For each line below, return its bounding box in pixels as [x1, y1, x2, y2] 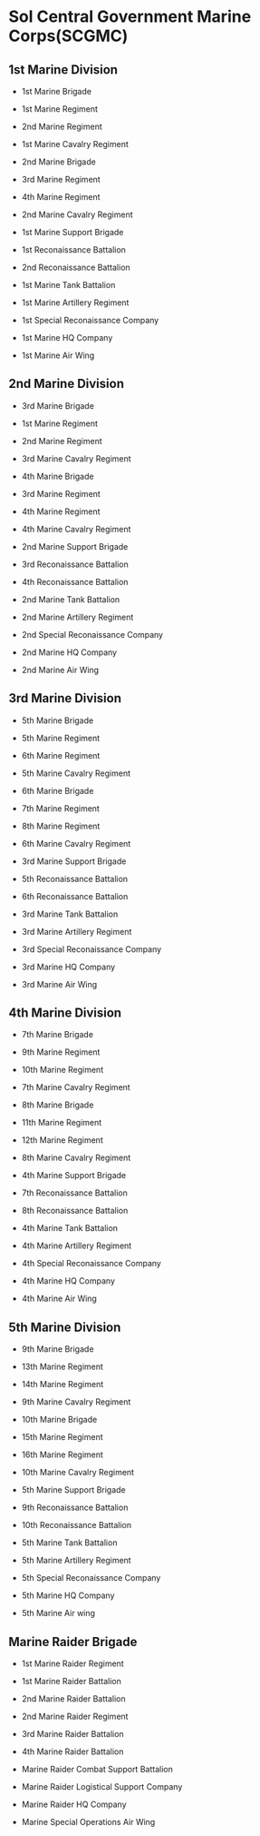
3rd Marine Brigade [21, 400, 94, 411]
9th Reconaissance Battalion [21, 1502, 129, 1513]
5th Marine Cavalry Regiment [21, 768, 131, 779]
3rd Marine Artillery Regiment [21, 926, 132, 937]
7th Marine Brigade [21, 1029, 94, 1040]
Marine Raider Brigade [8, 1633, 138, 1650]
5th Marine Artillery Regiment [21, 1555, 132, 1566]
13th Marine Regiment [21, 1361, 103, 1373]
